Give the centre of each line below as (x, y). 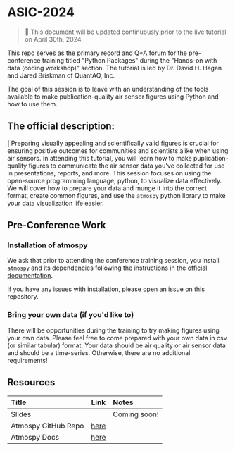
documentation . (30, 276)
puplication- (211, 158)
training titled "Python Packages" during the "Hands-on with (129, 60)
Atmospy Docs (35, 437)
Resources (31, 382)
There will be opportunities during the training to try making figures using (113, 330)
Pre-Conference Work (57, 225)
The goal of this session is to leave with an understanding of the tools (108, 89)
